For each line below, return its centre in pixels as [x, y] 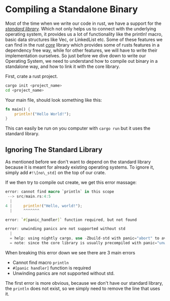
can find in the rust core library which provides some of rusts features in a [82, 45]
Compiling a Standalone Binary [72, 9]
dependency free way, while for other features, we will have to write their [81, 50]
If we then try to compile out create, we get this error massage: [71, 182]
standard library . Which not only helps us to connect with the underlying [81, 28]
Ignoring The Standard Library [54, 150]
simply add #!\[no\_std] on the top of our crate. [56, 173]
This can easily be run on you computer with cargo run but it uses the [78, 128]
